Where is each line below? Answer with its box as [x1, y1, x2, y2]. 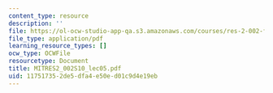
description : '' [8, 19, 63, 27]
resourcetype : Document [8, 57, 89, 66]
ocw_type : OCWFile [8, 49, 71, 57]
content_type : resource [8, 11, 89, 20]
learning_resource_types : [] [8, 42, 107, 50]
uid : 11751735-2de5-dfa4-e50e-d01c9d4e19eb [8, 72, 158, 80]
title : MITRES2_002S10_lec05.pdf [8, 65, 122, 73]
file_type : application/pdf [8, 34, 104, 43]
